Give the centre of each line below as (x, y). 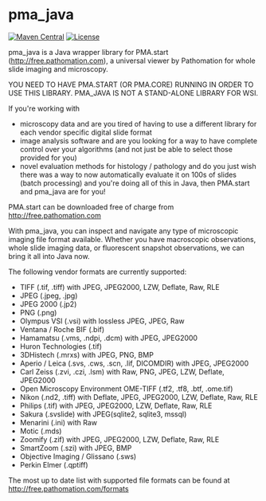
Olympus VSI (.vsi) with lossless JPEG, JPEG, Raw (102, 321)
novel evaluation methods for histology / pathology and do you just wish (138, 166)
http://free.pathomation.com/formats (68, 488)
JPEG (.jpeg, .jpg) (49, 296)
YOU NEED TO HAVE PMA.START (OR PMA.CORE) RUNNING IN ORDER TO (131, 84)
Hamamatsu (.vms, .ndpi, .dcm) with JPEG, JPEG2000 (108, 338)
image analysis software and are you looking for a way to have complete (138, 140)
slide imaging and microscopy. (59, 68)
